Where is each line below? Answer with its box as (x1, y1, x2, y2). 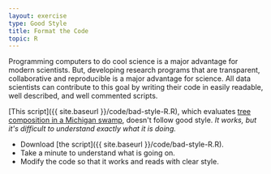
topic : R (8, 34, 38, 43)
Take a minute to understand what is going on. (19, 148, 176, 158)
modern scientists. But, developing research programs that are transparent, (8, 66, 260, 75)
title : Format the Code (8, 27, 89, 35)
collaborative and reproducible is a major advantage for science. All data (8, 74, 252, 83)
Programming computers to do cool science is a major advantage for (8, 57, 239, 66)
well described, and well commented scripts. (8, 91, 158, 101)
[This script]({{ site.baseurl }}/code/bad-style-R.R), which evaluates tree (8, 107, 252, 117)
